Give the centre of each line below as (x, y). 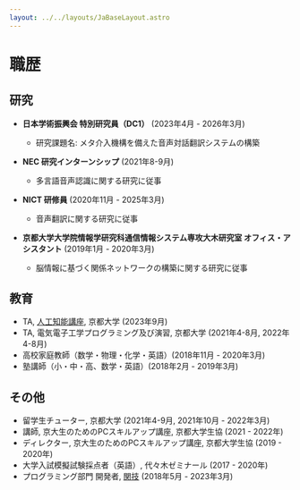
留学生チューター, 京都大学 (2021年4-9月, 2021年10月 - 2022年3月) (146, 420)
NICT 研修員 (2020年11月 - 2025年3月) (93, 199)
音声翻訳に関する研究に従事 (87, 218)
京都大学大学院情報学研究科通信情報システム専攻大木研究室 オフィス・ (153, 237)
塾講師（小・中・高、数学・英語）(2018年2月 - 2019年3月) (130, 367)
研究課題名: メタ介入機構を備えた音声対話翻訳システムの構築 (148, 142)
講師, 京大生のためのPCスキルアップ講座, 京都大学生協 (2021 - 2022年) (153, 432)
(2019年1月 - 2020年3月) (109, 249)
